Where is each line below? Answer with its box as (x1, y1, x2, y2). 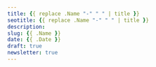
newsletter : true (7, 50, 58, 57)
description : (7, 23, 46, 30)
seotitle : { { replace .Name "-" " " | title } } (7, 17, 150, 24)
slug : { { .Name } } (7, 29, 61, 37)
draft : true (7, 43, 42, 50)
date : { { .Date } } (7, 36, 61, 43)
